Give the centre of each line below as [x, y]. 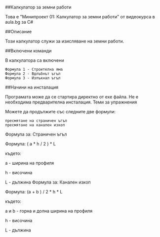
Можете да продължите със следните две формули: [60, 112]
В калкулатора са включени [35, 60]
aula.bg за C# [19, 22]
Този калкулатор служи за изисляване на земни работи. [65, 41]
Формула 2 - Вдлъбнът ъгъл [33, 74]
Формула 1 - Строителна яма [34, 69]
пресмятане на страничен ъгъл [36, 121]
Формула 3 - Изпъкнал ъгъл [33, 78]
